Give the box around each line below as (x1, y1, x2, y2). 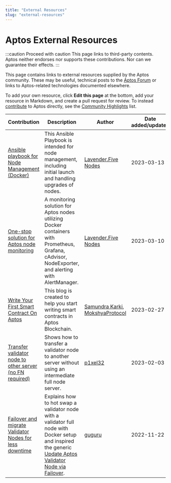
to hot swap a (44, 399, 77, 406)
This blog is (44, 287, 72, 294)
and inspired (44, 438, 74, 445)
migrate (8, 422, 26, 429)
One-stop (8, 228, 32, 235)
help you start (44, 300, 78, 307)
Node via (44, 463, 66, 470)
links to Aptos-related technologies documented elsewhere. (5, 83, 131, 89)
